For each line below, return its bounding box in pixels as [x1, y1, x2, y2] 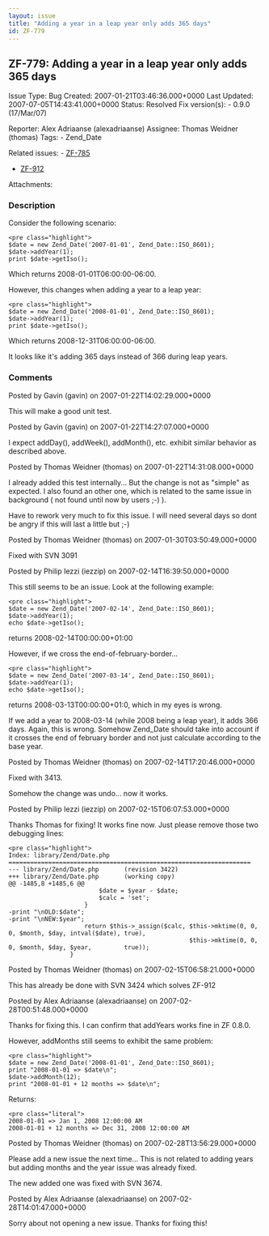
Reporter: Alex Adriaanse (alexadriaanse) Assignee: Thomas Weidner [8, 124, 238, 134]
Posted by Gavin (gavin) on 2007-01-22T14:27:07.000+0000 [8, 422, 209, 432]
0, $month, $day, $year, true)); [8, 943, 150, 952]
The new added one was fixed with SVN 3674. [8, 1178, 163, 1187]
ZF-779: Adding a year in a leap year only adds [8, 57, 248, 70]
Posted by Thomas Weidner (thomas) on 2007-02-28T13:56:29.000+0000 [8, 1138, 257, 1148]
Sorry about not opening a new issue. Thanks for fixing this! [8, 1218, 208, 1228]
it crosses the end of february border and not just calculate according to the [8, 732, 261, 742]
